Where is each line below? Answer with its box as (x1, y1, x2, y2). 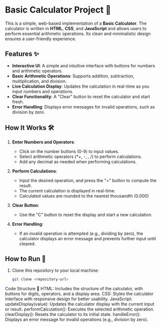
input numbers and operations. (12, 88, 73, 94)
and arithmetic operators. (12, 68, 63, 74)
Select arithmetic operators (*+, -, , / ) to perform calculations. (19, 154, 143, 159)
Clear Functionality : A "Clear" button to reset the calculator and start (12, 93, 150, 99)
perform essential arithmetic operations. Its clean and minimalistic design (5, 31, 151, 36)
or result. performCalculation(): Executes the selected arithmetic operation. (5, 306, 155, 312)
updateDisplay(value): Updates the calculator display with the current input (5, 301, 155, 307)
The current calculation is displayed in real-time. (19, 187, 116, 193)
